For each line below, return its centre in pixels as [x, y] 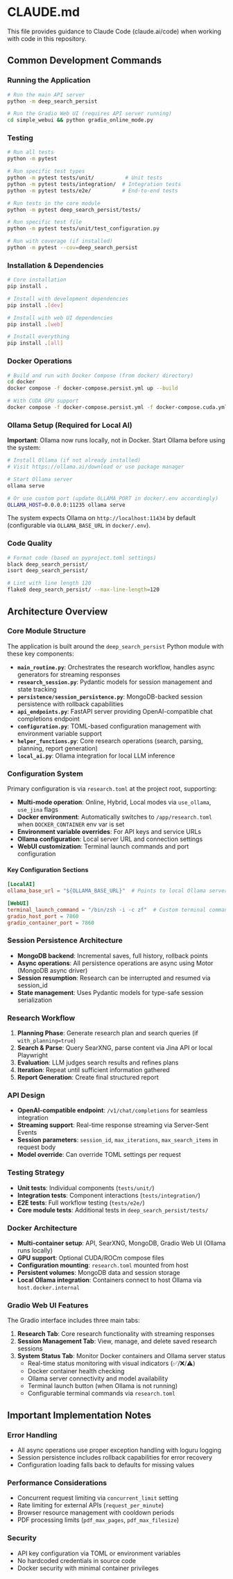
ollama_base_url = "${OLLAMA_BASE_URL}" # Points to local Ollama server [118, 891]
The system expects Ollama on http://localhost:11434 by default [102, 518]
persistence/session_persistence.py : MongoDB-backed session [110, 696]
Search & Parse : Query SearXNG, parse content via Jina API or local [115, 1048]
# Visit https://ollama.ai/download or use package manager [96, 467]
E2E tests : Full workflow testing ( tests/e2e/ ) [81, 1203]
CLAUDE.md [44, 12]
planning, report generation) [58, 748]
